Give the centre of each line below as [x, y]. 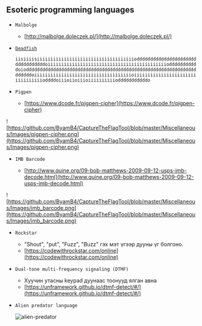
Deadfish [26, 48]
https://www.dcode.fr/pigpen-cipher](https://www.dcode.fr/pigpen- [110, 103]
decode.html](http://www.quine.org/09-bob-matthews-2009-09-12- [109, 177]
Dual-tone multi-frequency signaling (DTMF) [72, 269]
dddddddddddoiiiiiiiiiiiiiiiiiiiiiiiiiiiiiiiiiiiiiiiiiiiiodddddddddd [106, 64]
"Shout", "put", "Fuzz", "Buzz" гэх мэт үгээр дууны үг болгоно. [104, 244]
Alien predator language [46, 305]
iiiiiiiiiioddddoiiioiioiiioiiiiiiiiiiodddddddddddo [83, 80]
